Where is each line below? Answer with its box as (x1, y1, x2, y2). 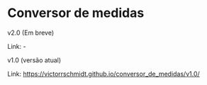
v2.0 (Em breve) (7, 28, 55, 37)
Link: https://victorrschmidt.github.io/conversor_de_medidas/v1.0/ (7, 69, 200, 78)
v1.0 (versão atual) (7, 55, 62, 64)
